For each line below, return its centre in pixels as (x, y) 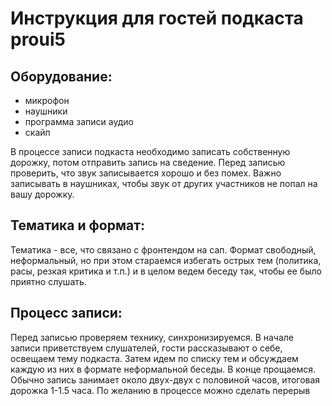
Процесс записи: (66, 313)
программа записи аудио (79, 121)
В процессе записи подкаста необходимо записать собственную (150, 151)
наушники (46, 111)
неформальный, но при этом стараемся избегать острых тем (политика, (166, 260)
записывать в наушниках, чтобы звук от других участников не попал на (164, 183)
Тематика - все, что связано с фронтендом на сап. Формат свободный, (163, 249)
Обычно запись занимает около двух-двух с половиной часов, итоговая (165, 379)
